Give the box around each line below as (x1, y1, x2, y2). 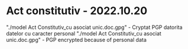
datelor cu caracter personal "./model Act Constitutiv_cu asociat (6, 30, 161, 37)
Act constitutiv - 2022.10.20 (6, 4, 148, 18)
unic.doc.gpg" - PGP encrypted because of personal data (6, 36, 147, 43)
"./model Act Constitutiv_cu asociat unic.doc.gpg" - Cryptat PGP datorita (6, 24, 183, 31)
